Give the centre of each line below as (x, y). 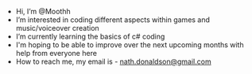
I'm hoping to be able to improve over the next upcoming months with (130, 45)
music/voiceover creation (57, 28)
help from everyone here (56, 53)
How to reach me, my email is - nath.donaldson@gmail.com (114, 61)
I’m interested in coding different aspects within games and (113, 20)
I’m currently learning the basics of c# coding (90, 36)
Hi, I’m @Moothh (43, 11)
